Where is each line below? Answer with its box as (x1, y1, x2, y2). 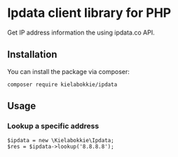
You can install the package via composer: (7, 67, 130, 75)
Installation (7, 49, 57, 61)
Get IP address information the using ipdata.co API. (7, 28, 156, 37)
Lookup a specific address (7, 121, 100, 131)
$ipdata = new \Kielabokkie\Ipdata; (7, 137, 114, 144)
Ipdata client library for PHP (7, 5, 172, 21)
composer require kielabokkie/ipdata (7, 81, 118, 88)
